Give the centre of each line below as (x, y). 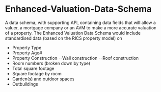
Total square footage (33, 68)
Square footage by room (37, 73)
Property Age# (27, 53)
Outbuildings (25, 84)
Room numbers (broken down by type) (51, 63)
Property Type (27, 47)
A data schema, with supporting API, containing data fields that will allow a (80, 23)
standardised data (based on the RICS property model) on (64, 38)
